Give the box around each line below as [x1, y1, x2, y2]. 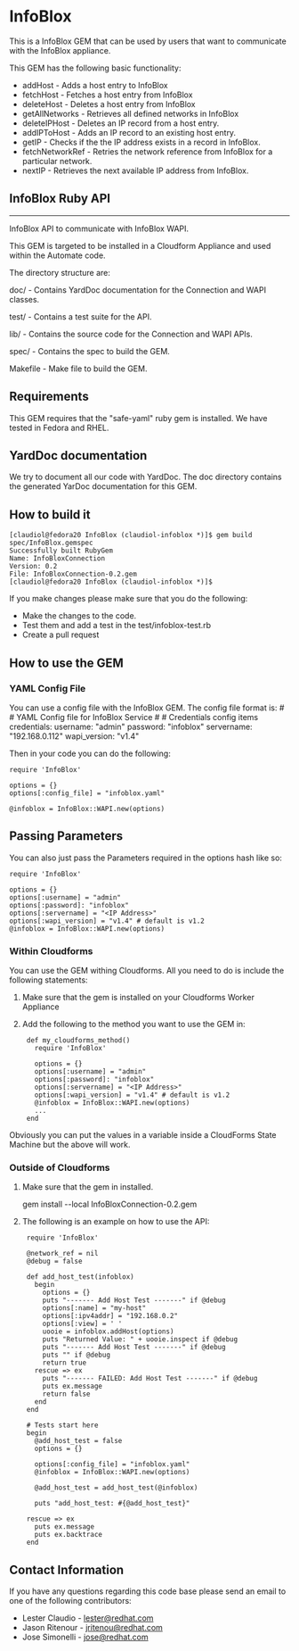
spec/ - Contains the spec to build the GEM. [9, 345, 171, 356]
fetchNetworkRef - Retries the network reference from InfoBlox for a [21, 145, 273, 157]
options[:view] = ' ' [42, 1319, 123, 1329]
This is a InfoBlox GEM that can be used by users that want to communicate [9, 36, 287, 46]
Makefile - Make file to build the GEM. [9, 363, 148, 374]
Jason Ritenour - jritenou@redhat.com [21, 1622, 163, 1633]
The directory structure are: [9, 267, 111, 278]
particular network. [21, 155, 93, 166]
